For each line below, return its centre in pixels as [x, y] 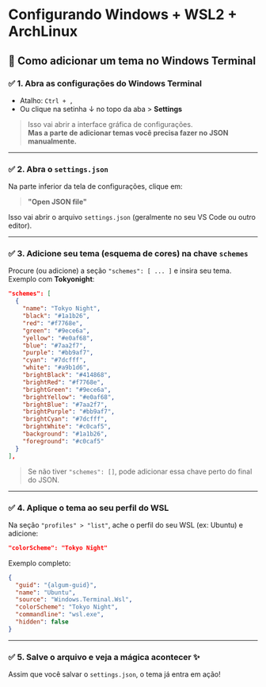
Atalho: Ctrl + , [46, 100]
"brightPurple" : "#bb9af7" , [68, 412]
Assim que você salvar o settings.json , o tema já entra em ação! [114, 674]
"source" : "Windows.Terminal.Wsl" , [74, 600]
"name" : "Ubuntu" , [46, 593]
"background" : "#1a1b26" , [65, 434]
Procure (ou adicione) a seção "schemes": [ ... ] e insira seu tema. [120, 271]
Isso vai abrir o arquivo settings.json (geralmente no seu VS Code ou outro [132, 217]
